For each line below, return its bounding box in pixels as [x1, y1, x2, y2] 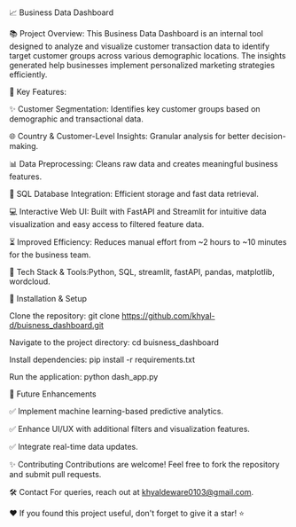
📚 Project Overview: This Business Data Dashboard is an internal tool [9, 28, 264, 38]
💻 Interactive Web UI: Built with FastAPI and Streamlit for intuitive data [9, 207, 268, 216]
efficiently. [9, 69, 48, 80]
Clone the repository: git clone [9, 311, 121, 321]
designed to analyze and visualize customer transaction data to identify [9, 41, 270, 51]
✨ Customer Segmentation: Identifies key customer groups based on [9, 104, 261, 114]
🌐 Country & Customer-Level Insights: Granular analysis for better [9, 131, 250, 141]
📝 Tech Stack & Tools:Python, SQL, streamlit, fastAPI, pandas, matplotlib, [9, 267, 275, 277]
